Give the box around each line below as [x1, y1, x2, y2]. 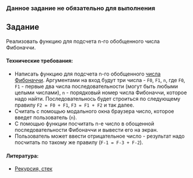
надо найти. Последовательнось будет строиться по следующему [14, 95, 181, 102]
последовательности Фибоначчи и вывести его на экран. [14, 126, 159, 133]
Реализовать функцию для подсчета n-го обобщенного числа [6, 37, 160, 44]
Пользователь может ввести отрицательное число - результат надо [14, 132, 185, 139]
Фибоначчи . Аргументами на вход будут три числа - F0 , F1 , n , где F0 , [14, 76, 185, 83]
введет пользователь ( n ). [14, 114, 78, 121]
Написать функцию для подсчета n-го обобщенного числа [14, 70, 161, 77]
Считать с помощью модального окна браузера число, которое [14, 107, 174, 115]
